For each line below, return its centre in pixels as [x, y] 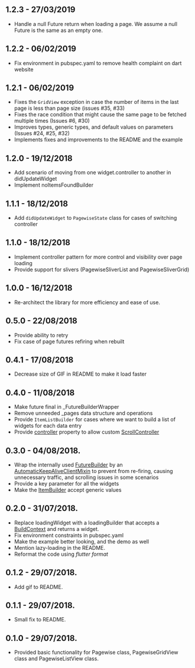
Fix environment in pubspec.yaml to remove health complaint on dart [98, 63]
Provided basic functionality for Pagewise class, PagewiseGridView [96, 653]
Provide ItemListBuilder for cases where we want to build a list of [95, 419]
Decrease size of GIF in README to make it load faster [80, 374]
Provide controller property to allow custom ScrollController [87, 432]
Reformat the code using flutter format [61, 554]
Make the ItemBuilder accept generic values [68, 490]
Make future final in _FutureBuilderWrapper [66, 407]
